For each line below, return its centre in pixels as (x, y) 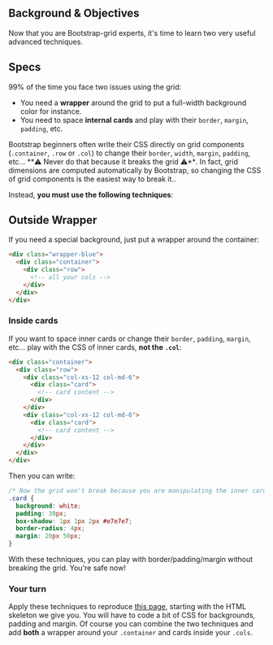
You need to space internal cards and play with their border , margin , (134, 120)
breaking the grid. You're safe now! (67, 568)
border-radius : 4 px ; (50, 529)
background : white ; (49, 506)
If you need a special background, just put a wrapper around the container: (134, 240)
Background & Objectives (74, 13)
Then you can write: (42, 476)
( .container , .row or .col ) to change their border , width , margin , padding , (129, 153)
